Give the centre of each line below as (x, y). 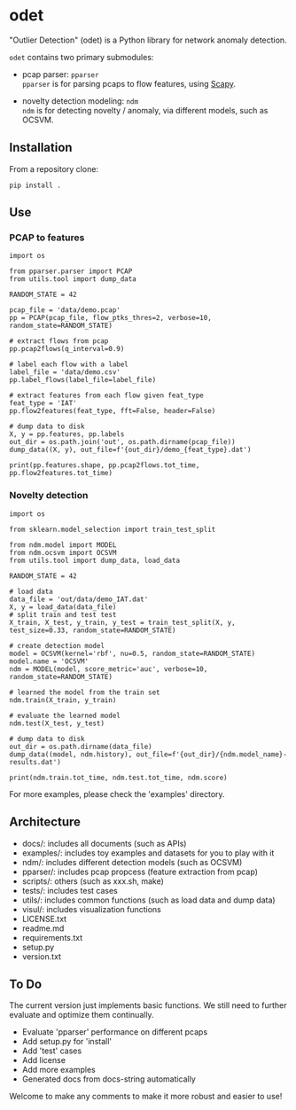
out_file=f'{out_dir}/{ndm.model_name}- (212, 754)
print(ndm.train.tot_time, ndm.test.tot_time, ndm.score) (118, 778)
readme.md (43, 928)
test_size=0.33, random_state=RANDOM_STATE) (93, 630)
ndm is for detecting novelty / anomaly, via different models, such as (145, 110)
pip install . (35, 185)
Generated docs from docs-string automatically (109, 1079)
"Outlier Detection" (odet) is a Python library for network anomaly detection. (148, 40)
